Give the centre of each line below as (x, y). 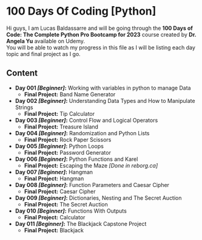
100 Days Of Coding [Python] (81, 11)
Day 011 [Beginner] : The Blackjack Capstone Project (81, 224)
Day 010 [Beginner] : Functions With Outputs (71, 211)
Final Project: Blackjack (54, 230)
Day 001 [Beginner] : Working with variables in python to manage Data (103, 88)
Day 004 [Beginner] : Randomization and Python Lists (82, 133)
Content (22, 73)
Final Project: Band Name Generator (70, 94)
